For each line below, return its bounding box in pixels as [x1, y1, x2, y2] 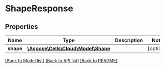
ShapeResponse [5, 3, 74, 14]
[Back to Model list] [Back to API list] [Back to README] [5, 58, 118, 64]
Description [115, 37, 143, 44]
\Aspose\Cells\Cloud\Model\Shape [27, 45, 110, 52]
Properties [5, 23, 38, 31]
